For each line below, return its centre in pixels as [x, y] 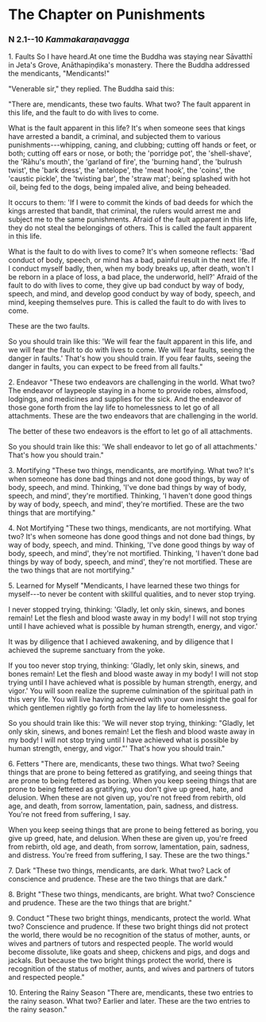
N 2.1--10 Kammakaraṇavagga [69, 40]
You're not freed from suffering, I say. [69, 815]
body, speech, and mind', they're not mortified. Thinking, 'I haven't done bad [133, 553]
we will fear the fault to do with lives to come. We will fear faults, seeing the [132, 350]
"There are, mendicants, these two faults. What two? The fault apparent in [129, 104]
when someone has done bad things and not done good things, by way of [129, 479]
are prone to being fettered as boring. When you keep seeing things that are [133, 781]
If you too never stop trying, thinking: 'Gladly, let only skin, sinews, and [124, 665]
